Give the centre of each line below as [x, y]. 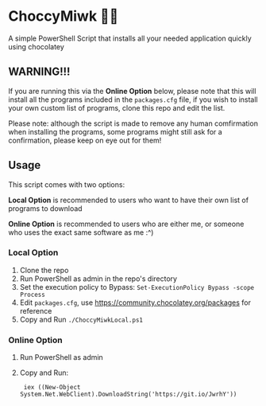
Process [32, 295]
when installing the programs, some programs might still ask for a [115, 131]
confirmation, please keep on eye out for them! [85, 140]
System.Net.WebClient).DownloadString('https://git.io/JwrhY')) [128, 394]
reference [36, 310]
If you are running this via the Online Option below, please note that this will [132, 91]
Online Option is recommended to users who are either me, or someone [126, 224]
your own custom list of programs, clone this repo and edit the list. [117, 107]
